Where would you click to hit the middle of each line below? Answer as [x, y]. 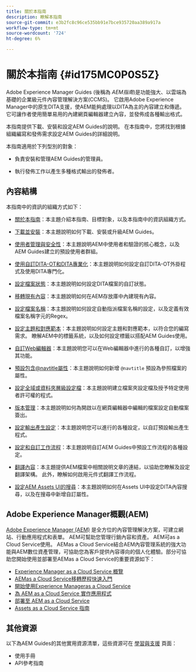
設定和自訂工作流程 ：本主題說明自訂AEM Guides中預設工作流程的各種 [99, 447]
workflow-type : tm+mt [32, 28]
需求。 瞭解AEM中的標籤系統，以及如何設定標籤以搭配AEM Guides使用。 [102, 335]
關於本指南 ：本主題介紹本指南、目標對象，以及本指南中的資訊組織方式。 [102, 219]
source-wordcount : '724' [36, 33]
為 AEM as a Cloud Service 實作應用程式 [63, 593]
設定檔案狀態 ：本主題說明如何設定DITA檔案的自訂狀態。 [82, 284]
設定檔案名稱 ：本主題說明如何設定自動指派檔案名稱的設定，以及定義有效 [102, 308]
